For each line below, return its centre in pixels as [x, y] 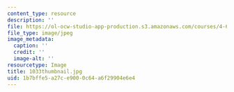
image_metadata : [31, 39]
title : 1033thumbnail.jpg [45, 71]
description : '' [31, 20]
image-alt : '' [34, 59]
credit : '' [29, 53]
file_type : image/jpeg [40, 33]
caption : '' [31, 46]
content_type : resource [42, 13]
